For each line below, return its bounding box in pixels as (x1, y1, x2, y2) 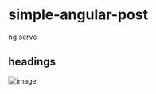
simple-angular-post (8, 6, 149, 24)
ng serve (8, 32, 37, 41)
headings (8, 55, 57, 69)
